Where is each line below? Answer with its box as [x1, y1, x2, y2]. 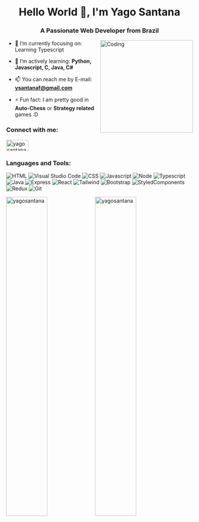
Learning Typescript [14, 46, 64, 53]
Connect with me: [6, 126, 59, 134]
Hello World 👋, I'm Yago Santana [18, 5, 181, 19]
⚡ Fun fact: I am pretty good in [14, 96, 89, 103]
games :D [14, 111, 38, 118]
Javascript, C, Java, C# [14, 64, 73, 71]
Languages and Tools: [6, 159, 71, 167]
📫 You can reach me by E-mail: [14, 76, 92, 83]
